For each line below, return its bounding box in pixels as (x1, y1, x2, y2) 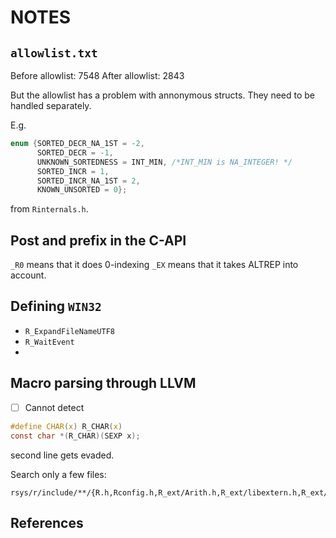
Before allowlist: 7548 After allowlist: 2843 (10, 70, 185, 81)
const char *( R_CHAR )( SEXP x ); (10, 431, 141, 441)
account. (10, 269, 47, 281)
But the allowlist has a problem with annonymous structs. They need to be (10, 89, 316, 101)
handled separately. (10, 100, 92, 111)
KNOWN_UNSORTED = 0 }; (36, 185, 128, 195)
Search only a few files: (10, 468, 107, 480)
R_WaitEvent (24, 337, 75, 347)
